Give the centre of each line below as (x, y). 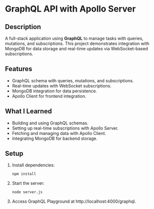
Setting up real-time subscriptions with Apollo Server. (65, 128)
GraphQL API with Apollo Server (70, 9)
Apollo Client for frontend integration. (49, 96)
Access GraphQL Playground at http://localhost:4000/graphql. (74, 201)
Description (23, 27)
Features (19, 69)
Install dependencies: (33, 165)
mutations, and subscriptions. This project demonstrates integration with (77, 44)
